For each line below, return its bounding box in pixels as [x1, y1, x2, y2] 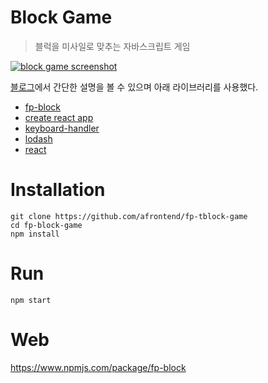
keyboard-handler [24, 122, 100, 134]
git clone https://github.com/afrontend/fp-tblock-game [10, 211, 248, 221]
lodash [24, 132, 53, 145]
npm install [10, 229, 60, 239]
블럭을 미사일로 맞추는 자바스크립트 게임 [34, 40, 191, 52]
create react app [24, 111, 94, 123]
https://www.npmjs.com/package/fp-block [10, 361, 187, 373]
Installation [10, 179, 106, 201]
